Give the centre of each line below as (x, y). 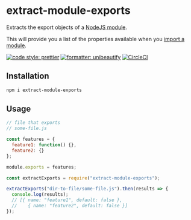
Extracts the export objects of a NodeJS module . (67, 27)
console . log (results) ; (40, 195)
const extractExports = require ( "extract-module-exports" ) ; (83, 178)
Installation (28, 76)
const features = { (31, 140)
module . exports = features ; (42, 167)
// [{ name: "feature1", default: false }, (67, 200)
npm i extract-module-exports (44, 90)
